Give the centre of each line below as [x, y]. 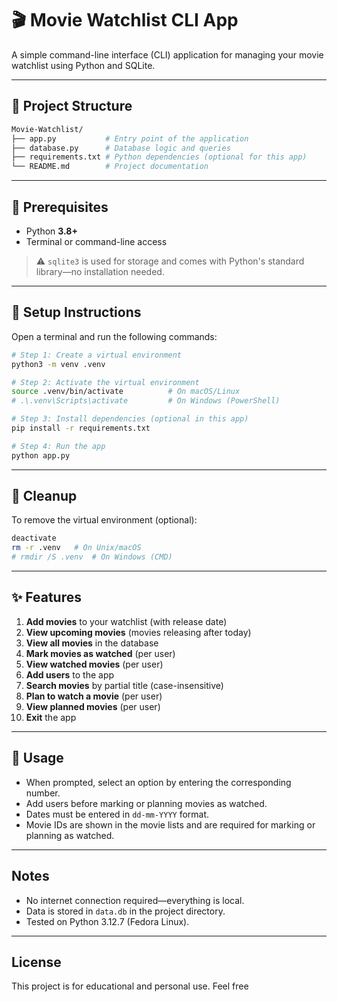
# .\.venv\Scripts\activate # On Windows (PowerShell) [146, 401]
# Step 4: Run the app [58, 446]
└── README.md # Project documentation [110, 167]
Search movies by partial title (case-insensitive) [124, 685]
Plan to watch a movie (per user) [94, 696]
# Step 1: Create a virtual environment [97, 355]
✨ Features [46, 597]
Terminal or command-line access [96, 241]
